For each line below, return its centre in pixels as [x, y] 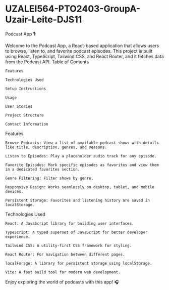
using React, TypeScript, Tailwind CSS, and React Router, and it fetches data [84, 56]
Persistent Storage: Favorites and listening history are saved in [78, 200]
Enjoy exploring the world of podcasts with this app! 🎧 [62, 282]
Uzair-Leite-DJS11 [44, 19]
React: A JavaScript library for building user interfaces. [70, 223]
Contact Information [27, 124]
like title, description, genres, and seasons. [56, 147]
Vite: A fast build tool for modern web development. [63, 272]
